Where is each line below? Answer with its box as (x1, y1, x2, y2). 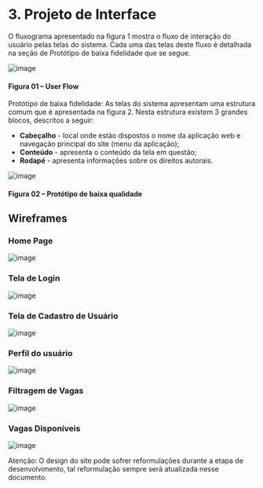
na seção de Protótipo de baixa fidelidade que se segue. (8, 48, 191, 57)
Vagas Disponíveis (8, 423, 81, 434)
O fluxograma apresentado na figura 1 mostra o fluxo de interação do (8, 31, 232, 41)
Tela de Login (8, 273, 60, 284)
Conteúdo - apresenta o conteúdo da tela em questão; (19, 148, 197, 157)
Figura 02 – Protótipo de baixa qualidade (8, 189, 143, 198)
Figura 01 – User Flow (8, 81, 79, 91)
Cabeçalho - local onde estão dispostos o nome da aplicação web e (19, 131, 241, 141)
